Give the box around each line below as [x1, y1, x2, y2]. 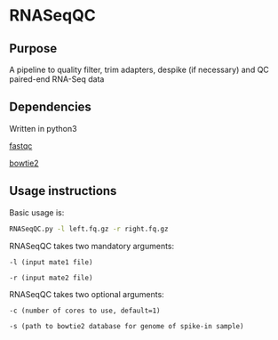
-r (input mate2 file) [9, 273, 93, 282]
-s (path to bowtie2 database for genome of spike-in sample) [9, 321, 244, 330]
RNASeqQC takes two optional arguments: [9, 288, 164, 299]
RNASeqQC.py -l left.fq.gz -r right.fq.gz [9, 224, 169, 233]
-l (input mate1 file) [9, 257, 93, 267]
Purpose [9, 41, 58, 56]
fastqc [9, 140, 33, 151]
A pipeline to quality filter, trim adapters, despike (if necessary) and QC [9, 64, 269, 75]
